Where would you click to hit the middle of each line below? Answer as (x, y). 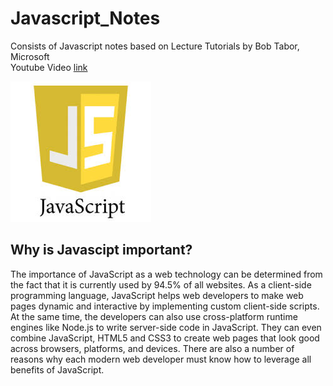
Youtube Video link (49, 67)
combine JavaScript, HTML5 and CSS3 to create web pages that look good (165, 338)
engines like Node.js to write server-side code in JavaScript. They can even (166, 327)
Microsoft (30, 56)
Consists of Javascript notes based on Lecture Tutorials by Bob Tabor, (155, 46)
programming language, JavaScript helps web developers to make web (157, 295)
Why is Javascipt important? (101, 250)
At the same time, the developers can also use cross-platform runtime (154, 316)
